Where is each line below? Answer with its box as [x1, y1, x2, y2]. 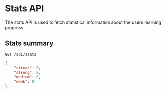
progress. [5, 24, 25, 30]
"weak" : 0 [14, 79, 35, 84]
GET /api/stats [5, 52, 37, 57]
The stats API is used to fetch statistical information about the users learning [5, 19, 161, 25]
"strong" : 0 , [14, 70, 41, 75]
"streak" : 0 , [14, 65, 41, 70]
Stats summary [5, 39, 54, 47]
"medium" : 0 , [14, 75, 41, 80]
